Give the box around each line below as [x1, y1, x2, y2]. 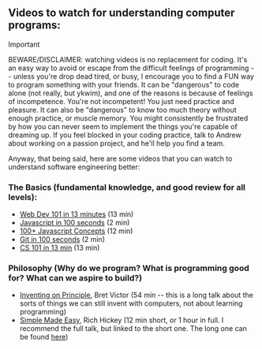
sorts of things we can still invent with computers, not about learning [19, 299, 243, 308]
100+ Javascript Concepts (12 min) [19, 226, 133, 236]
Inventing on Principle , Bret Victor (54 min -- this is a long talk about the [19, 291, 254, 300]
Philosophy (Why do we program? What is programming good [8, 263, 250, 274]
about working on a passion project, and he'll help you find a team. [8, 138, 225, 148]
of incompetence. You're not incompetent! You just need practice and [8, 96, 234, 106]
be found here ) [19, 332, 69, 342]
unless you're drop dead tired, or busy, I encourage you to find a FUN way [13, 71, 255, 81]
